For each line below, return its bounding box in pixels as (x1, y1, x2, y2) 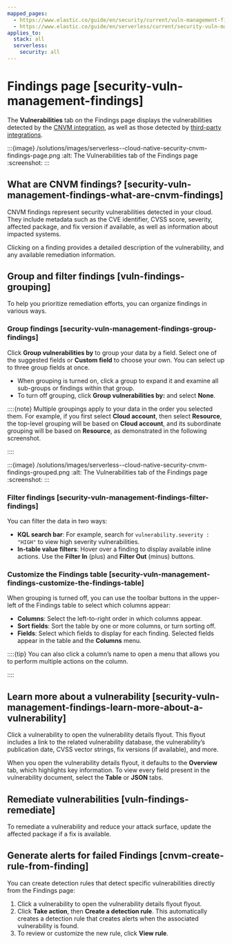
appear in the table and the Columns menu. (17, 637, 142, 645)
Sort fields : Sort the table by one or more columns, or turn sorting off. (17, 622, 216, 630)
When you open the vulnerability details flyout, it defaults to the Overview (7, 759, 217, 767)
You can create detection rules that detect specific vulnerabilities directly (7, 878, 215, 887)
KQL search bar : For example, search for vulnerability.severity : (17, 530, 210, 539)
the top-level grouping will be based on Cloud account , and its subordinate (7, 419, 222, 427)
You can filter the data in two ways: (7, 517, 108, 526)
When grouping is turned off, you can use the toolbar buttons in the (7, 594, 199, 602)
